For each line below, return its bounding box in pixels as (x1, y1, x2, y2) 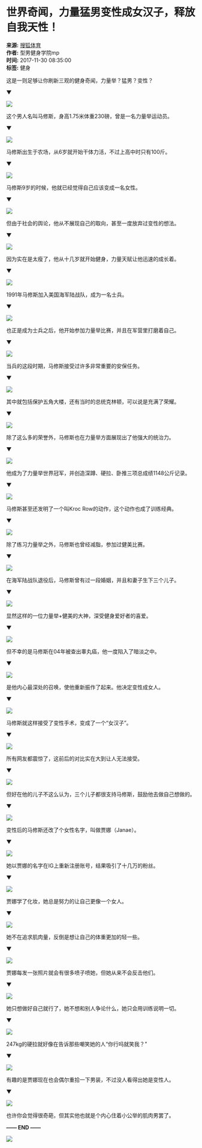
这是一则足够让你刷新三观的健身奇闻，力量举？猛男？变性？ (6, 76, 153, 84)
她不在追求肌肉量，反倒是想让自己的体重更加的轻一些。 (6, 933, 143, 941)
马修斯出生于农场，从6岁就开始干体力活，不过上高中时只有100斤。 (6, 148, 171, 155)
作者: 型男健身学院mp (6, 49, 60, 56)
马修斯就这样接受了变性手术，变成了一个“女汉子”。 (6, 719, 132, 726)
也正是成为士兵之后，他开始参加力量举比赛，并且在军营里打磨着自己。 (6, 326, 180, 334)
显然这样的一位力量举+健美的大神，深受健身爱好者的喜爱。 (6, 612, 152, 619)
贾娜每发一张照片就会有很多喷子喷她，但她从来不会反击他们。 (6, 969, 159, 976)
